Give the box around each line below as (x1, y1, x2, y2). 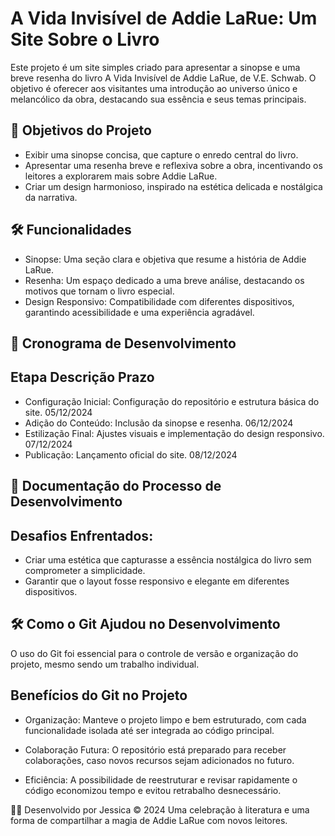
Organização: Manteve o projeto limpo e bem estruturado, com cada (24, 713, 307, 726)
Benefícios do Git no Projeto (10, 687, 188, 704)
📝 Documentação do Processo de (10, 478, 222, 495)
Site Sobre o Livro (10, 28, 160, 51)
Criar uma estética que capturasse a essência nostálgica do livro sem (24, 553, 312, 566)
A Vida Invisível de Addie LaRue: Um (10, 7, 318, 30)
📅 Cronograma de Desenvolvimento (10, 335, 237, 352)
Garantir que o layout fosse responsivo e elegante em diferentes (24, 575, 290, 587)
